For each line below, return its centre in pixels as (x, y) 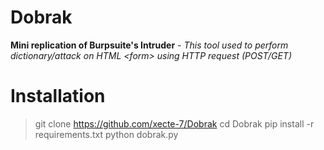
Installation (58, 96)
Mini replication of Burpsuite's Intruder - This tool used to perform (149, 45)
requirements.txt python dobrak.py (106, 134)
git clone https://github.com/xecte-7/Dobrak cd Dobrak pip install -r (174, 123)
